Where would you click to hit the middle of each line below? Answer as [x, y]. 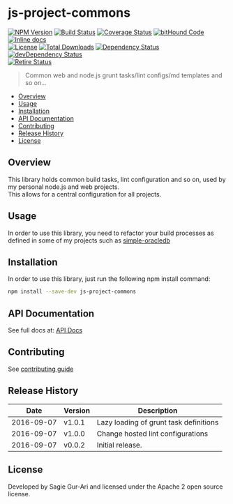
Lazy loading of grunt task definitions [158, 422]
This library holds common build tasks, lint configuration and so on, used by [117, 179]
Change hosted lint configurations [152, 434]
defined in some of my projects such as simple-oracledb [89, 240]
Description [158, 411]
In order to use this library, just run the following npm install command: [109, 279]
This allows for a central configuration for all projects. [85, 194]
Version [76, 411]
